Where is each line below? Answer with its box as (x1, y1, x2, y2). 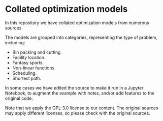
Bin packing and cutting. (12, 49, 62, 55)
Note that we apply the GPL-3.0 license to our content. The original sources (5, 105, 159, 111)
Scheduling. (12, 70, 37, 76)
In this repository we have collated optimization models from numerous (5, 20, 149, 26)
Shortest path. (12, 75, 41, 81)
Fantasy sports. (12, 60, 44, 65)
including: (5, 39, 26, 45)
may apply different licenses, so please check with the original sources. (5, 110, 150, 116)
